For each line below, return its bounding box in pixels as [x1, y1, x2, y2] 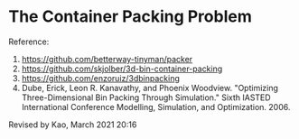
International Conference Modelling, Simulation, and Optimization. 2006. [21, 101, 291, 112]
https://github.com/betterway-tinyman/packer [21, 53, 193, 64]
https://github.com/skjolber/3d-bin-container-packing [21, 63, 223, 74]
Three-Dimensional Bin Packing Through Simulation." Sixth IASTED [21, 92, 272, 103]
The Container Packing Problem [8, 6, 252, 27]
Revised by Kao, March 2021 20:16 [8, 119, 137, 130]
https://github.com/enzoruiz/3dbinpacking [21, 72, 180, 83]
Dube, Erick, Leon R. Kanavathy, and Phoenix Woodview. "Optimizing [21, 82, 279, 93]
